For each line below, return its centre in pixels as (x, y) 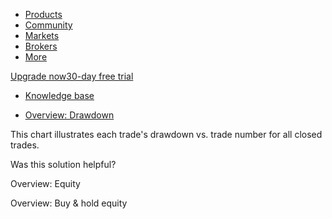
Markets (42, 35)
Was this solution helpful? (63, 164)
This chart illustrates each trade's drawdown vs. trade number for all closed (166, 134)
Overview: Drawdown (69, 115)
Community (48, 25)
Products (43, 14)
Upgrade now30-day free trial (72, 76)
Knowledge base (59, 95)
